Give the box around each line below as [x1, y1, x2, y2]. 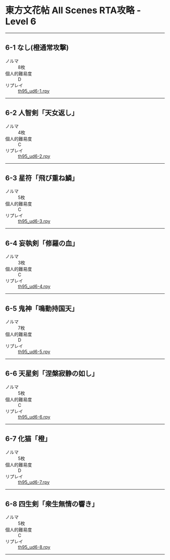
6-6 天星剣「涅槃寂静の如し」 [5, 369, 99, 378]
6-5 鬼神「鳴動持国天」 [5, 304, 78, 313]
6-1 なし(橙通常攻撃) [5, 44, 69, 52]
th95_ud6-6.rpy [18, 414, 51, 420]
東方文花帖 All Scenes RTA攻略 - [5, 5, 141, 16]
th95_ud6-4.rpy [18, 283, 51, 289]
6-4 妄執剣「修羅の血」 [5, 239, 79, 247]
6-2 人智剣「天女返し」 [5, 108, 78, 117]
